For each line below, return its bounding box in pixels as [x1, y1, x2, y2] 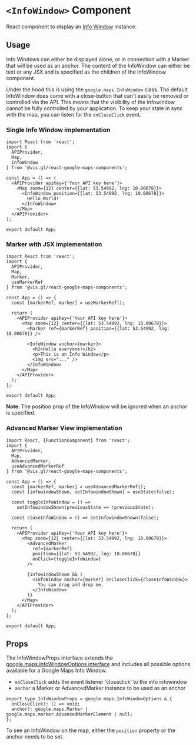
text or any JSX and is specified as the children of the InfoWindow [6, 68, 167, 75]
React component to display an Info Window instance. [6, 23, 137, 30]
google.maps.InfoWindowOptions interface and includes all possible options [6, 661, 191, 668]
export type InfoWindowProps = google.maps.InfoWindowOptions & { [6, 696, 172, 702]
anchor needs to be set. [6, 733, 64, 740]
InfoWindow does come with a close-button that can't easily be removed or [6, 92, 189, 99]
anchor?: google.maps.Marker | [11, 706, 88, 713]
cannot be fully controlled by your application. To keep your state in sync [6, 104, 183, 112]
